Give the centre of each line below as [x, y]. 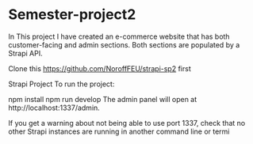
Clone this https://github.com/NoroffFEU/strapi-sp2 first [100, 68]
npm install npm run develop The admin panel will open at [103, 99]
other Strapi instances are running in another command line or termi [119, 131]
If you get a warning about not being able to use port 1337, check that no [127, 123]
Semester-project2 [72, 15]
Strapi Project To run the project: [61, 84]
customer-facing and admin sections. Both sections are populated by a [124, 44]
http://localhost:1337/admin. [54, 108]
